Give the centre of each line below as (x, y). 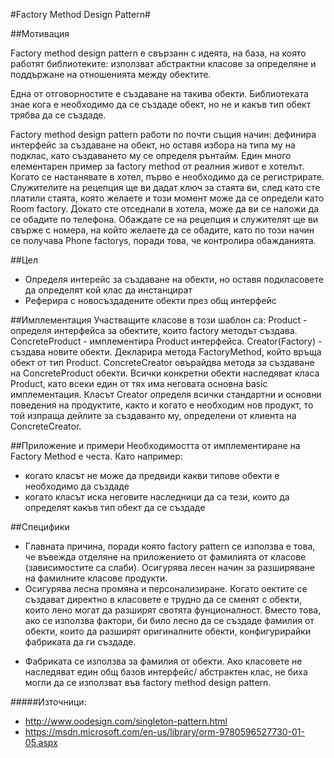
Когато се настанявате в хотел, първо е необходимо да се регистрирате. (167, 177)
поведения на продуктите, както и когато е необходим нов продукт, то (162, 405)
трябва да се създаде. (58, 115)
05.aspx (41, 742)
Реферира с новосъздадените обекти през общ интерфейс (150, 300)
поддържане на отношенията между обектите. (111, 74)
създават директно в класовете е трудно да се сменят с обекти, (163, 599)
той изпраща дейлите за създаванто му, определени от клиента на (153, 415)
